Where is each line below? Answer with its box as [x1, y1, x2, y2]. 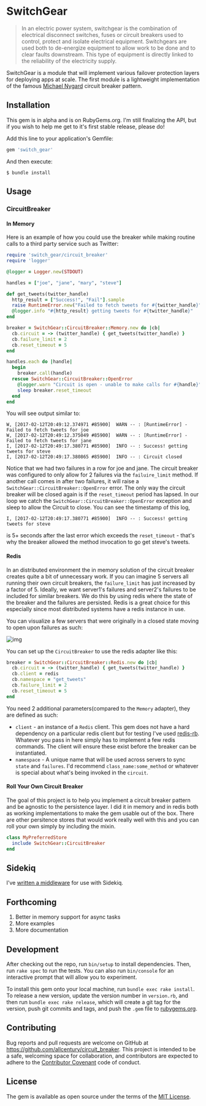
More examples [15, 920, 55, 927]
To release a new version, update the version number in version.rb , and [6, 992, 189, 999]
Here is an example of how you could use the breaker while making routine [6, 233, 196, 241]
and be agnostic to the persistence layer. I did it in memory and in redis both [6, 803, 199, 810]
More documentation [15, 926, 69, 934]
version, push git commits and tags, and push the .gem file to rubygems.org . [6, 1005, 198, 1012]
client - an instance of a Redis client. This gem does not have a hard [15, 723, 190, 730]
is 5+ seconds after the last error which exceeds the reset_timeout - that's [6, 532, 195, 539]
